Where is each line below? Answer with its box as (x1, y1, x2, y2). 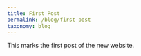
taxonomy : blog (7, 23, 51, 29)
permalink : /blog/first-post (7, 16, 91, 23)
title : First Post (7, 10, 60, 17)
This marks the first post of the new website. (7, 42, 135, 50)
